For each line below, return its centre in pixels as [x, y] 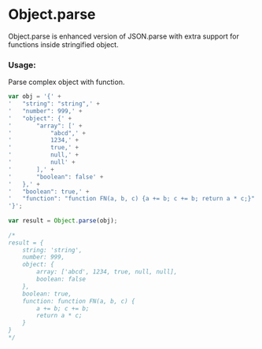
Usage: [22, 64]
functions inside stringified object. [64, 44]
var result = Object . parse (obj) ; [63, 221]
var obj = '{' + [35, 97]
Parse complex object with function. [66, 82]
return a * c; [59, 316]
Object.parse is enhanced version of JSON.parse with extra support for [124, 36]
